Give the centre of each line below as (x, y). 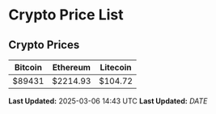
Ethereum (72, 68)
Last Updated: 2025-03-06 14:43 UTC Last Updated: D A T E (108, 101)
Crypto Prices (44, 45)
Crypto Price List (66, 15)
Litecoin (116, 68)
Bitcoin (28, 68)
